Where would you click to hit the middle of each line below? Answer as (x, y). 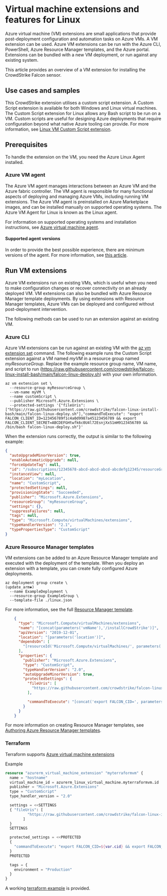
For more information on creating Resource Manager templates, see (75, 725)
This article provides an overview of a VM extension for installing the (75, 70)
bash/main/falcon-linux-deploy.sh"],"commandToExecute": (65, 414)
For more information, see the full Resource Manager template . (70, 609)
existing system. (22, 60)
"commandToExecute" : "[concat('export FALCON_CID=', (83, 702)
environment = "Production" (43, 870)
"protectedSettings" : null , (39, 488)
